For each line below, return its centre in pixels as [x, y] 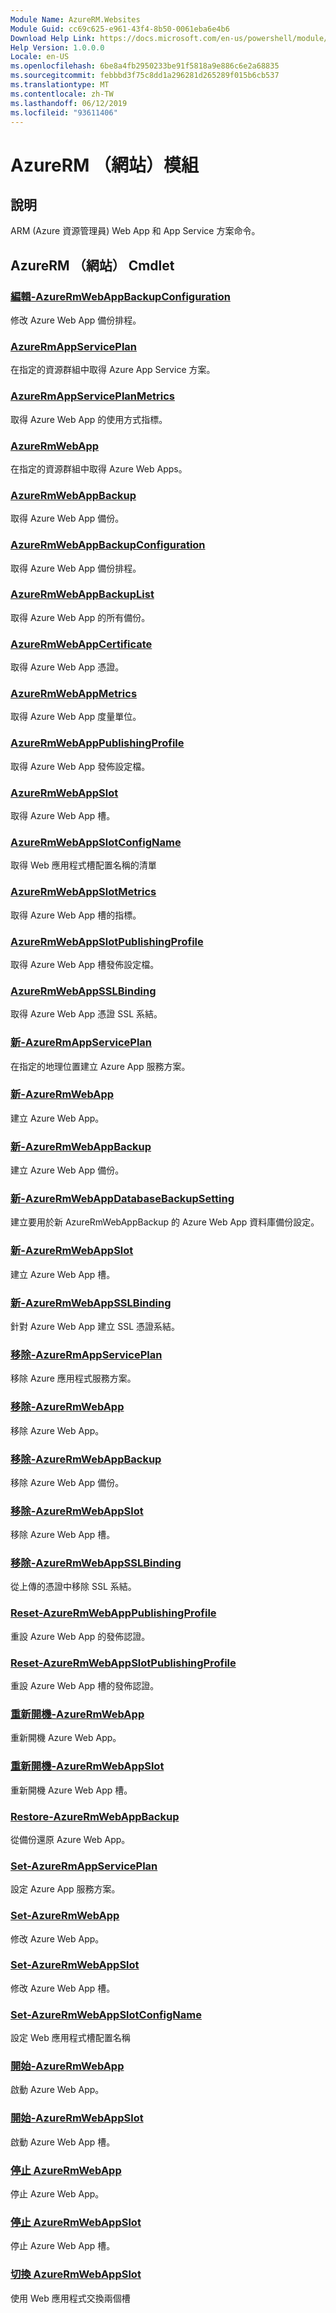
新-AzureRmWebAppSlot [72, 1251]
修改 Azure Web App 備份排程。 [76, 320]
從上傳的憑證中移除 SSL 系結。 [73, 1587]
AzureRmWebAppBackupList [82, 594]
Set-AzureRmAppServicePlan [84, 1866]
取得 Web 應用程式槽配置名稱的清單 [83, 865]
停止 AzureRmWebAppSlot [76, 2222]
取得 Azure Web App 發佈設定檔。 [80, 766]
